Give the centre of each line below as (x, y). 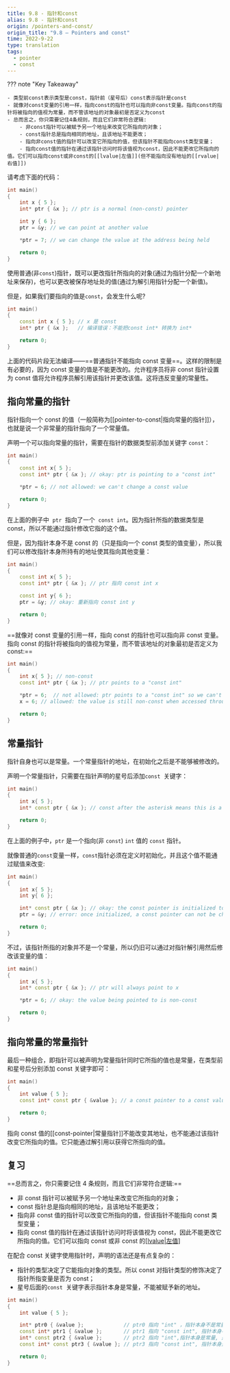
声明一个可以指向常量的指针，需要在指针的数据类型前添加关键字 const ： (108, 442)
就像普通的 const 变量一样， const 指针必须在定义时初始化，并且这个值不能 (110, 855)
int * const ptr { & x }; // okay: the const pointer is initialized (117, 908)
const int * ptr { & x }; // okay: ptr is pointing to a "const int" (117, 475)
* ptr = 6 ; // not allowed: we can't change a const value (104, 487)
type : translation (33, 45)
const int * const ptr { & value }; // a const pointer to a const (115, 1101)
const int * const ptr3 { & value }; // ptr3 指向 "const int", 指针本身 (120, 1344)
